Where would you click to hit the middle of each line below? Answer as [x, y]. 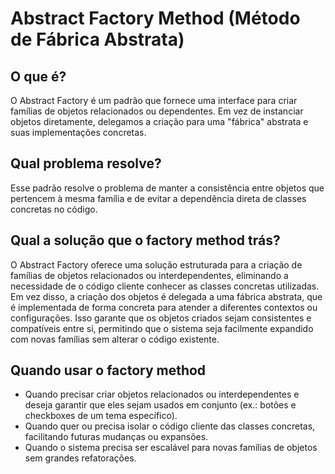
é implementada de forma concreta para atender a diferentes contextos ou [164, 307]
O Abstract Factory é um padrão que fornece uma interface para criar [154, 100]
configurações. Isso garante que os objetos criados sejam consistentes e [161, 318]
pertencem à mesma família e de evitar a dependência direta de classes [158, 198]
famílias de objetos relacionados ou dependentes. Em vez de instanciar [157, 111]
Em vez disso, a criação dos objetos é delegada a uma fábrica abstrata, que [166, 296]
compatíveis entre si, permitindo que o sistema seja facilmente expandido [162, 328]
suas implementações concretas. [78, 132]
